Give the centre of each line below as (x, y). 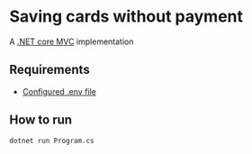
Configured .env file (59, 91)
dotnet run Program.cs (52, 140)
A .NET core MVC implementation (72, 41)
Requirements (49, 70)
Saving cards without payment (126, 17)
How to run (41, 120)
